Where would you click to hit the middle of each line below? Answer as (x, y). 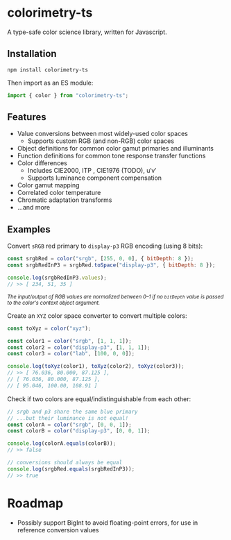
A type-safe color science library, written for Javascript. (87, 32)
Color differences (42, 163)
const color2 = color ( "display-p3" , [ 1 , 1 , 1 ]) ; (79, 347)
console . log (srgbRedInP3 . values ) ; (57, 278)
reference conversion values (58, 530)
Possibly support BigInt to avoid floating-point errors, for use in (108, 523)
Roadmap (35, 503)
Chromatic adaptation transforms (65, 200)
